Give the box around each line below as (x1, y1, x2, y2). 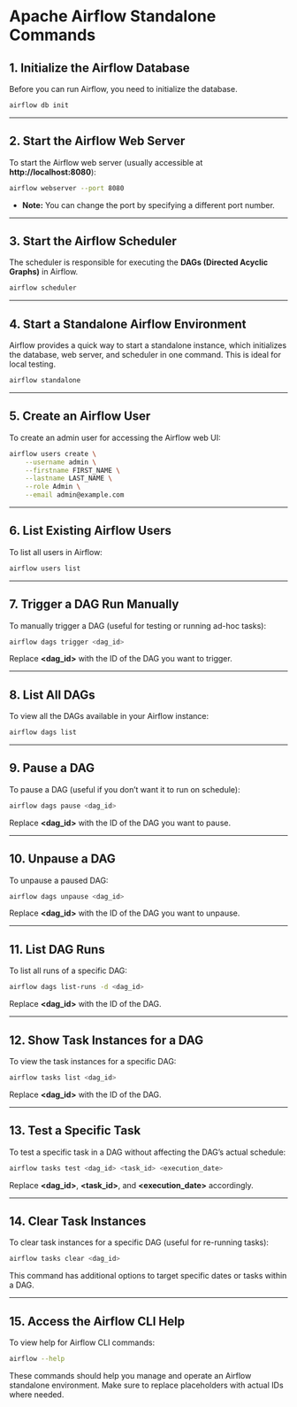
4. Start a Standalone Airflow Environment (9, 316, 247, 331)
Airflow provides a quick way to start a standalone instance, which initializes (9, 340, 287, 351)
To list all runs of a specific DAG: (9, 965, 128, 976)
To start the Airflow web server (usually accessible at (9, 157, 203, 167)
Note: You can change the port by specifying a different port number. (21, 199, 276, 210)
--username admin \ (25, 458, 97, 467)
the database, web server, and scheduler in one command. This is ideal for (9, 350, 281, 360)
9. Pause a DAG (9, 761, 95, 776)
